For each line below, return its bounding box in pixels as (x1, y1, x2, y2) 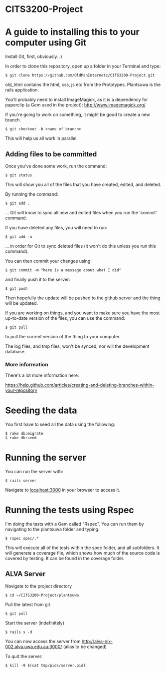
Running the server (5, 452, 86, 463)
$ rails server (5, 478, 37, 483)
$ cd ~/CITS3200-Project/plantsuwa (5, 593, 79, 598)
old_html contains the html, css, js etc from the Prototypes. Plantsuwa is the (5, 81, 161, 88)
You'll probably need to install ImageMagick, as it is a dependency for (5, 96, 148, 103)
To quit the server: (5, 653, 43, 659)
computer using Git (5, 37, 87, 48)
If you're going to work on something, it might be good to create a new (5, 111, 151, 118)
